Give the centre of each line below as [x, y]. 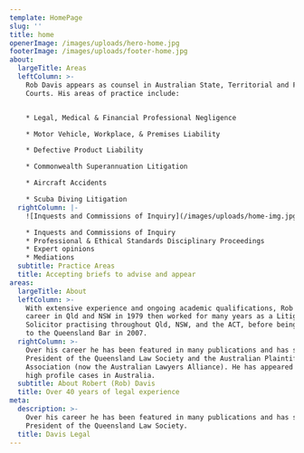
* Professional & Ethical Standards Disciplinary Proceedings [145, 241]
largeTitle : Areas [52, 69]
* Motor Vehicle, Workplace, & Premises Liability [123, 134]
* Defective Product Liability [85, 150]
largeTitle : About [52, 291]
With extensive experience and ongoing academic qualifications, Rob [160, 308]
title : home [32, 34]
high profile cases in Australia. [90, 375]
